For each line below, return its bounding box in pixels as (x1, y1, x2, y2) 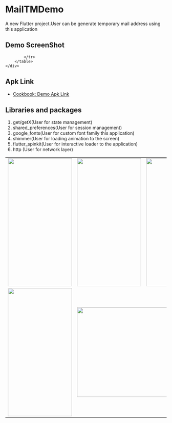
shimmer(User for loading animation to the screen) (12, 136, 120, 142)
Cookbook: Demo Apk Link (12, 91, 70, 97)
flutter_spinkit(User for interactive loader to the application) (12, 141, 138, 147)
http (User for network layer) (12, 146, 73, 153)
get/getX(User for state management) (12, 119, 93, 125)
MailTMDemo (5, 4, 64, 15)
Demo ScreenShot (5, 41, 65, 50)
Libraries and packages (5, 105, 82, 114)
